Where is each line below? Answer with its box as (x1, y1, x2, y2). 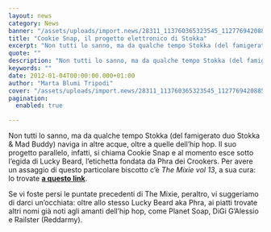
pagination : (8, 94, 48, 102)
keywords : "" (8, 64, 52, 72)
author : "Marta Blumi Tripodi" (8, 79, 114, 87)
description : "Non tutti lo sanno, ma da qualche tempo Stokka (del (8, 57, 244, 65)
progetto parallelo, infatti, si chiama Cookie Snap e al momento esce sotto (8, 148, 254, 158)
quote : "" (8, 49, 42, 57)
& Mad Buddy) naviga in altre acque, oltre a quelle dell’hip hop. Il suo (8, 139, 236, 149)
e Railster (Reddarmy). (8, 215, 83, 225)
